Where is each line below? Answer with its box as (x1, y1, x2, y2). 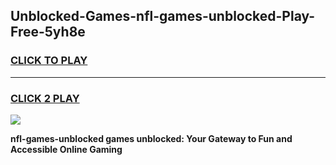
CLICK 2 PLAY (10, 91, 80, 105)
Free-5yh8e (10, 24, 86, 41)
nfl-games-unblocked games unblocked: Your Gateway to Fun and (10, 132, 293, 144)
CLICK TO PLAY (10, 54, 88, 68)
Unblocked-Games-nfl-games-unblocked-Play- (10, 8, 316, 25)
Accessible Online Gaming (10, 143, 123, 155)
